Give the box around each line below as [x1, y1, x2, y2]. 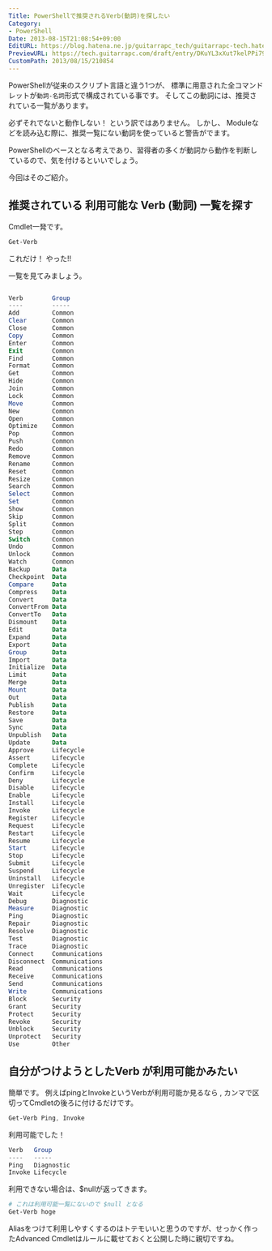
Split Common [8, 520, 74, 528]
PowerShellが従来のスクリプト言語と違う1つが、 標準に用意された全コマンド [8, 80, 264, 90]
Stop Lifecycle [8, 852, 85, 860]
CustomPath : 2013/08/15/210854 [8, 58, 114, 66]
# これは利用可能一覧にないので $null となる [8, 1201, 144, 1209]
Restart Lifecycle [8, 829, 85, 838]
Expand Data [8, 633, 67, 641]
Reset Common [8, 467, 74, 475]
